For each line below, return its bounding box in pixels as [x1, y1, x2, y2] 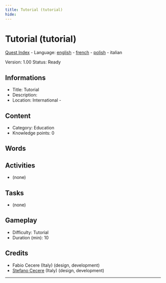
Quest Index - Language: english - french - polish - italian [5, 50, 123, 56]
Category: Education [12, 125, 54, 131]
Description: [12, 92, 38, 98]
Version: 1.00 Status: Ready [5, 59, 61, 65]
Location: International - [12, 97, 62, 103]
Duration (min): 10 [12, 234, 49, 240]
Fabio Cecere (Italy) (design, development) [12, 262, 100, 268]
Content [5, 112, 31, 120]
